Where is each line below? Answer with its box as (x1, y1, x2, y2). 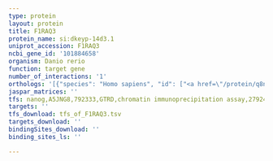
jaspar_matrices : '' (8, 87, 79, 96)
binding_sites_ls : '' (8, 133, 82, 141)
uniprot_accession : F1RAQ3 (8, 42, 100, 50)
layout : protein (8, 20, 63, 28)
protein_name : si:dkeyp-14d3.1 (8, 34, 115, 43)
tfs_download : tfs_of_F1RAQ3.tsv (8, 111, 122, 119)
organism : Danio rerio (8, 58, 85, 66)
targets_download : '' (8, 118, 82, 126)
